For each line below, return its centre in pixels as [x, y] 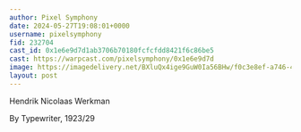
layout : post [34, 76]
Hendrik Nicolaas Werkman [60, 101]
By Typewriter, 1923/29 [52, 118]
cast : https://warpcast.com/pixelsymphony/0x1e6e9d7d [112, 59]
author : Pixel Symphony [54, 17]
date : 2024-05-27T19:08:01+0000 [69, 26]
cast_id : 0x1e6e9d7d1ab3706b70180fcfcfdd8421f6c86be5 [112, 51]
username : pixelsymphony [56, 34]
